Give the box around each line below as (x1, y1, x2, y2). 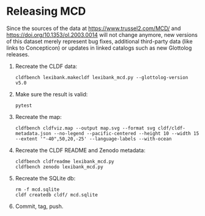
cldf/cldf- (158, 125, 185, 131)
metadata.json (15, 130, 51, 136)
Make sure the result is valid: (15, 90, 88, 98)
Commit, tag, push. (15, 202, 64, 210)
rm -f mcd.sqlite (15, 186, 60, 193)
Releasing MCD (6, 4, 86, 18)
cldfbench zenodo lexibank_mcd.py (15, 164, 103, 170)
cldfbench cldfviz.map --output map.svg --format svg (15, 125, 155, 131)
